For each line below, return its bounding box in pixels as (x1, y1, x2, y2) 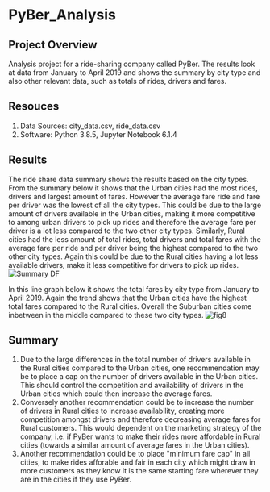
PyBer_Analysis (8, 6, 117, 24)
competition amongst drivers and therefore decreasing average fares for (19, 415, 261, 424)
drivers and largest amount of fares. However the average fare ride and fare (8, 191, 260, 201)
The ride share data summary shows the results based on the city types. (8, 174, 249, 184)
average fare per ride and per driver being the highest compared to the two (8, 243, 259, 252)
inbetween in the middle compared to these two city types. (8, 310, 204, 319)
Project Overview (8, 38, 98, 52)
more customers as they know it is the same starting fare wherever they (19, 466, 260, 476)
